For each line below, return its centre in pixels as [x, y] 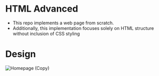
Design [21, 54]
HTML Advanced [42, 9]
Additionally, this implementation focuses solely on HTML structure [83, 28]
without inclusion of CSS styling [46, 33]
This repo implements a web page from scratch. [63, 23]
